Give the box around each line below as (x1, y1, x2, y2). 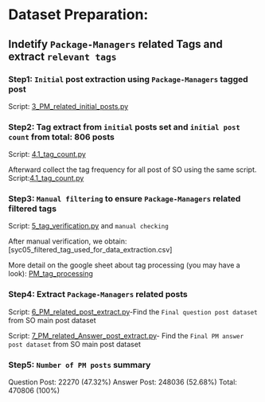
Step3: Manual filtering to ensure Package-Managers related (8, 193, 241, 205)
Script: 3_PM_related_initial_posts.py (8, 101, 129, 111)
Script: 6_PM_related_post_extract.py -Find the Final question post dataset (8, 306, 258, 316)
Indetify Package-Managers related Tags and (8, 37, 223, 51)
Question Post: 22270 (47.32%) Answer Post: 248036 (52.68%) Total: (8, 377, 237, 387)
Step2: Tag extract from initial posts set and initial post (8, 121, 240, 132)
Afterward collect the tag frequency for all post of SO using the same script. (8, 165, 257, 174)
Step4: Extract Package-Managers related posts (8, 289, 189, 300)
